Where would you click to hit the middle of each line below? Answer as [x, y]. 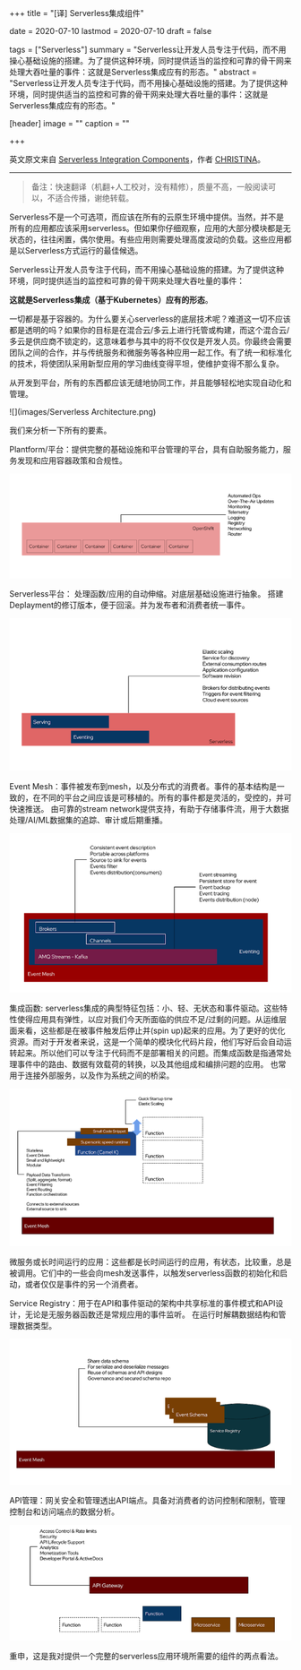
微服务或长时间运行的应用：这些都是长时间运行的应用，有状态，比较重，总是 [150, 1261]
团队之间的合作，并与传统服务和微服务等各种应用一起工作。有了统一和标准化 [150, 353]
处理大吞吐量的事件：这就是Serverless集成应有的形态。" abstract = [133, 72]
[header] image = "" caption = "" [69, 123]
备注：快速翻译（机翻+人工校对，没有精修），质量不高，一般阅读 [150, 187]
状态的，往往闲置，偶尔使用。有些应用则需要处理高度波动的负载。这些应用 [146, 239]
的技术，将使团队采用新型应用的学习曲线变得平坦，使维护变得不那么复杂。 [146, 364]
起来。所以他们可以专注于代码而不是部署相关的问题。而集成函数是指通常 [150, 1053]
